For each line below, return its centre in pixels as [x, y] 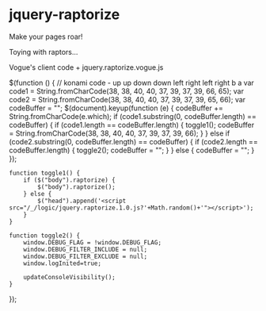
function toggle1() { [45, 173]
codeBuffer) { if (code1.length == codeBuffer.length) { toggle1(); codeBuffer [132, 125]
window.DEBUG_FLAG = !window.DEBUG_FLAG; [92, 242]
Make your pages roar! [46, 36]
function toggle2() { [45, 236]
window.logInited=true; [63, 263]
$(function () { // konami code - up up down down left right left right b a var [131, 83]
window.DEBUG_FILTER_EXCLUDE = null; [85, 256]
